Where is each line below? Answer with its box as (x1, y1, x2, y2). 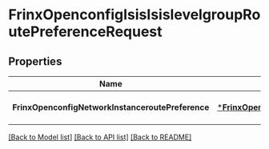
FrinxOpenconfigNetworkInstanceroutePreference (12, 102, 210, 113)
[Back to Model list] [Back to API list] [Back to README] (8, 132, 192, 142)
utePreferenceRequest (8, 22, 163, 41)
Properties (8, 54, 62, 68)
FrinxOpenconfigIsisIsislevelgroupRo (8, 6, 261, 24)
